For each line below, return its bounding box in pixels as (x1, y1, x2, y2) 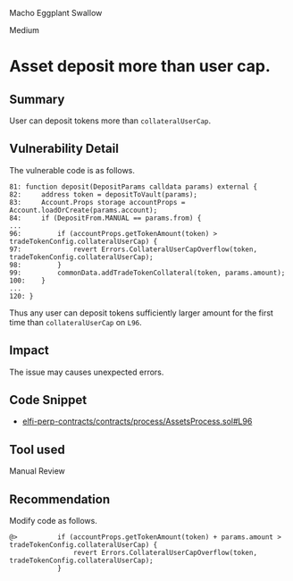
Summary (9, 91, 65, 106)
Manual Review (9, 466, 65, 476)
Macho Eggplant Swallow (9, 8, 103, 18)
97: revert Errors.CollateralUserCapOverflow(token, (9, 245, 257, 254)
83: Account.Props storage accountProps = (9, 198, 186, 206)
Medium (9, 25, 40, 35)
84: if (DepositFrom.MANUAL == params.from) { (9, 214, 202, 223)
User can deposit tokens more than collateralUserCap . (9, 115, 212, 126)
